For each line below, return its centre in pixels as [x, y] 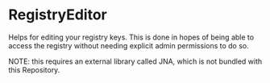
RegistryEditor [58, 15]
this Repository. [34, 69]
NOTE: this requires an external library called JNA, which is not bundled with [135, 61]
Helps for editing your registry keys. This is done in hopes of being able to [131, 37]
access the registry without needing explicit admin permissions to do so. [129, 45]
